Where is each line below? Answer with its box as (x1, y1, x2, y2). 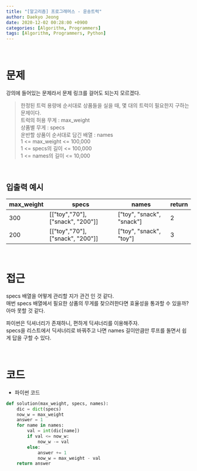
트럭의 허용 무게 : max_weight (20, 117, 90, 124)
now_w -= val (37, 439, 69, 445)
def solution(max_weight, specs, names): (6, 401, 109, 406)
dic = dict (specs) (16, 406, 62, 412)
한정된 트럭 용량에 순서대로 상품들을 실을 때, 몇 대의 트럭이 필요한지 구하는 (20, 102, 189, 109)
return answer (16, 460, 51, 467)
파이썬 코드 (14, 389, 40, 396)
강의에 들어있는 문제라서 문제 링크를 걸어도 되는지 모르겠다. (6, 89, 141, 97)
